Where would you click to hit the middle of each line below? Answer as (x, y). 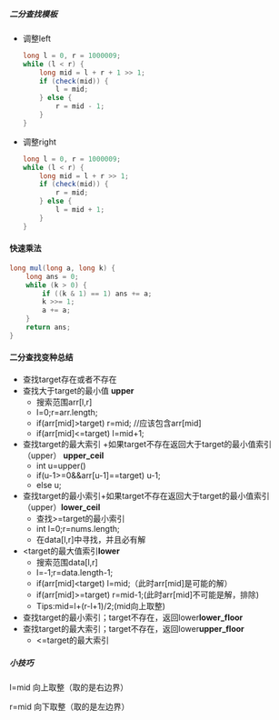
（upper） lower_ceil (61, 507)
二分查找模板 (33, 14)
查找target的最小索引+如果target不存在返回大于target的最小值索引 (146, 496)
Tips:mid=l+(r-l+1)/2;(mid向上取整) (101, 606)
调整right (40, 142)
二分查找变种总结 (41, 357)
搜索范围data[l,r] (67, 562)
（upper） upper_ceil (63, 455)
